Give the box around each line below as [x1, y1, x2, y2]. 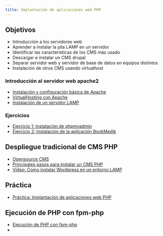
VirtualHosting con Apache [12, 94, 68, 100]
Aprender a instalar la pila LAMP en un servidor [12, 44, 109, 50]
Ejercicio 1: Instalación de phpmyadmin [12, 123, 92, 129]
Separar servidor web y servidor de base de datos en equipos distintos [12, 60, 158, 66]
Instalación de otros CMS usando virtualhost [12, 65, 103, 71]
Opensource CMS [12, 156, 49, 162]
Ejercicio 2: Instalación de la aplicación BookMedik [12, 129, 116, 135]
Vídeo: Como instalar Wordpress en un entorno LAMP [12, 166, 123, 172]
